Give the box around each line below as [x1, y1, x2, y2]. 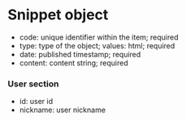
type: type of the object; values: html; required [19, 40, 175, 50]
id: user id [19, 97, 54, 106]
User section [7, 78, 59, 90]
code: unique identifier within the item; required [19, 32, 179, 42]
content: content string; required [19, 58, 128, 68]
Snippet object [7, 6, 109, 24]
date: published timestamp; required [19, 49, 141, 59]
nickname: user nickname [19, 105, 106, 115]
